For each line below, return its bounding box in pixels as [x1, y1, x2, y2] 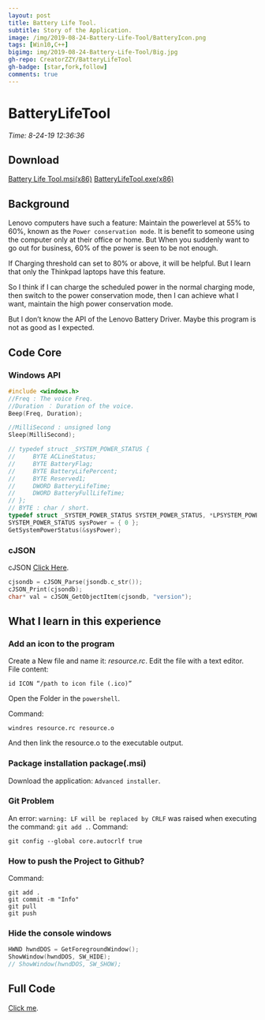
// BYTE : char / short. [8, 504, 90, 512]
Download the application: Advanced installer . [8, 776, 161, 785]
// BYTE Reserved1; [8, 475, 87, 483]
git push [8, 909, 37, 917]
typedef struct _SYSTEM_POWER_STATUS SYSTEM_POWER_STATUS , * [8, 511, 214, 519]
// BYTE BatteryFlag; [8, 460, 93, 468]
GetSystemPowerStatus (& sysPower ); [8, 526, 122, 534]
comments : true [8, 70, 58, 78]
